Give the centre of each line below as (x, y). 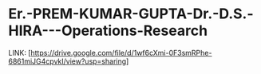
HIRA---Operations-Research (108, 31)
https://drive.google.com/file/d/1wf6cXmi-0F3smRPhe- (121, 53)
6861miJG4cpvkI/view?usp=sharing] (69, 61)
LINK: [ (20, 53)
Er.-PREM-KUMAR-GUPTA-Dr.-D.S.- (131, 14)
